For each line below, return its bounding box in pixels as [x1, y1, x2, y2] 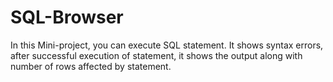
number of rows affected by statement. [10, 60, 172, 72]
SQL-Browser [10, 6, 124, 29]
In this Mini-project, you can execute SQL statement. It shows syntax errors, [10, 39, 324, 51]
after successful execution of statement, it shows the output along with [10, 49, 303, 61]
